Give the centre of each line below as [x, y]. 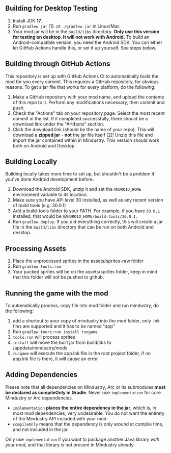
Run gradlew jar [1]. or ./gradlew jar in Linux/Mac [66, 26]
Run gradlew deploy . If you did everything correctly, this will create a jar [88, 222]
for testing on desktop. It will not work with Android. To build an [81, 37]
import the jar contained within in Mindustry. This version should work [86, 140]
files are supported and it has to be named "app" [64, 326]
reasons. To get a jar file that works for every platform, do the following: [80, 87]
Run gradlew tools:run [37, 266]
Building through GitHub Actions [58, 64]
